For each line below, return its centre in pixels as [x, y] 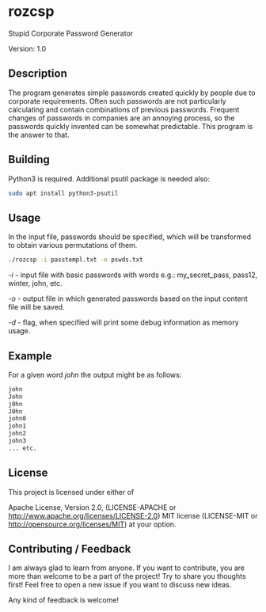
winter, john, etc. [36, 283]
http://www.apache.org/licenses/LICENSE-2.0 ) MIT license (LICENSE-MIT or [133, 515]
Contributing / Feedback [70, 549]
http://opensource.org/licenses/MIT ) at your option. [92, 524]
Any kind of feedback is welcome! [64, 600]
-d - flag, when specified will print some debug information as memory [123, 322]
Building [29, 160]
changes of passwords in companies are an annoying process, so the [122, 118]
